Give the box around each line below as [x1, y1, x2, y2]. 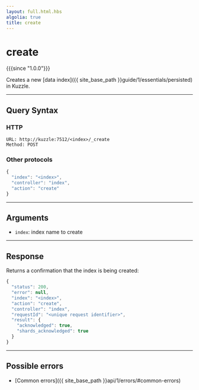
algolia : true [6, 14, 41, 20]
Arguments [6, 213, 49, 223]
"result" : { [11, 317, 41, 323]
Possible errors [6, 361, 64, 371]
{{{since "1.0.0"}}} [6, 65, 50, 72]
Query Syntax [6, 105, 59, 116]
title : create [6, 20, 41, 25]
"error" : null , [11, 290, 49, 296]
